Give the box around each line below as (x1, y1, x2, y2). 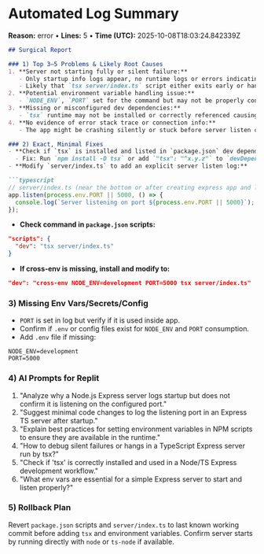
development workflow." (19, 466, 98, 475)
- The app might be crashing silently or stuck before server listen (18, 126, 251, 134)
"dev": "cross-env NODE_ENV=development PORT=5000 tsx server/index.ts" (8, 279, 251, 287)
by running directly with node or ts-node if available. (8, 537, 174, 546)
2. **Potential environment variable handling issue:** (8, 90, 195, 98)
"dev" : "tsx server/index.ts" (15, 242, 114, 250)
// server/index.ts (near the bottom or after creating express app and (8, 183, 251, 191)
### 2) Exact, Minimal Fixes (8, 140, 104, 148)
